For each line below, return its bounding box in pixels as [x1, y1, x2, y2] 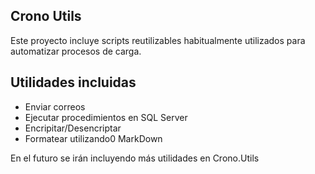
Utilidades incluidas [10, 74, 137, 91]
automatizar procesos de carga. [10, 45, 142, 57]
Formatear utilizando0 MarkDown [24, 132, 163, 144]
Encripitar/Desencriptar [24, 122, 122, 134]
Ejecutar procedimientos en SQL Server [24, 111, 188, 123]
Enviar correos [24, 100, 86, 113]
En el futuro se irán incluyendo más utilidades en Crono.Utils [10, 152, 260, 164]
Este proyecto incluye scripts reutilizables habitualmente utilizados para [10, 34, 306, 46]
